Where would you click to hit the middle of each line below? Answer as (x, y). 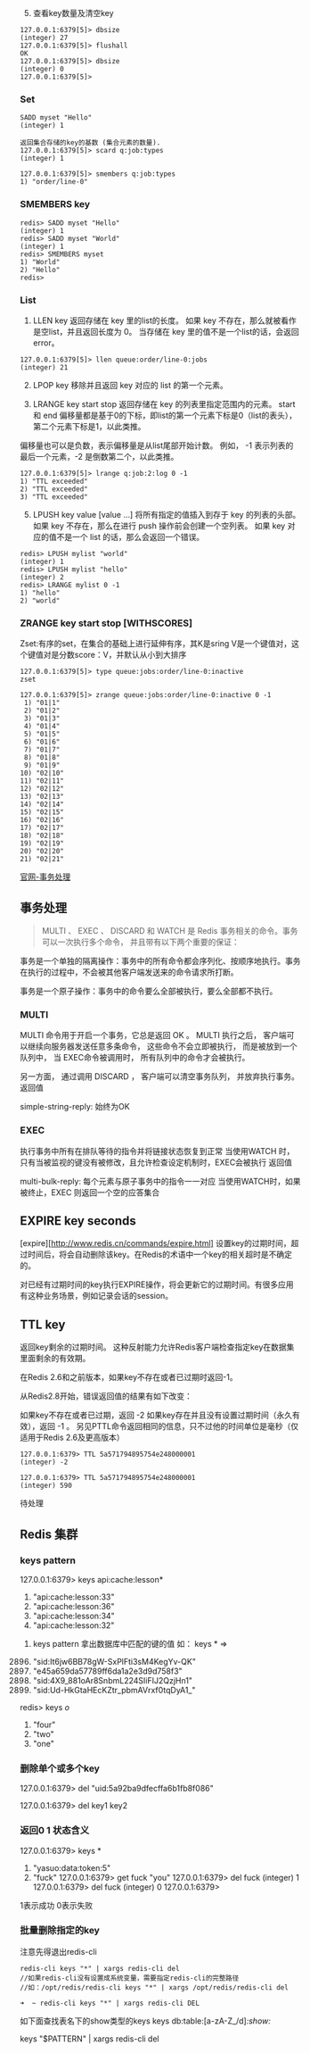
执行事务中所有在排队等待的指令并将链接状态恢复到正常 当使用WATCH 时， (157, 1151)
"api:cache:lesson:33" (73, 1597)
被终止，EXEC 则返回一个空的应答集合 (90, 1192)
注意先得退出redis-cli (58, 1951)
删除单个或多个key (60, 1768)
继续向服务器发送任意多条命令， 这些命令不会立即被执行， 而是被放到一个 (162, 1046)
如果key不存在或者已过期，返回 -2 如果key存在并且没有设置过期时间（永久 (156, 1415)
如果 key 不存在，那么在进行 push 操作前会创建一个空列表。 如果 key (159, 526)
